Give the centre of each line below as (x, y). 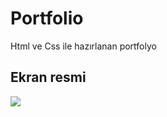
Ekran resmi (48, 77)
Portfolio (47, 18)
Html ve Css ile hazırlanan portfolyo (83, 46)
